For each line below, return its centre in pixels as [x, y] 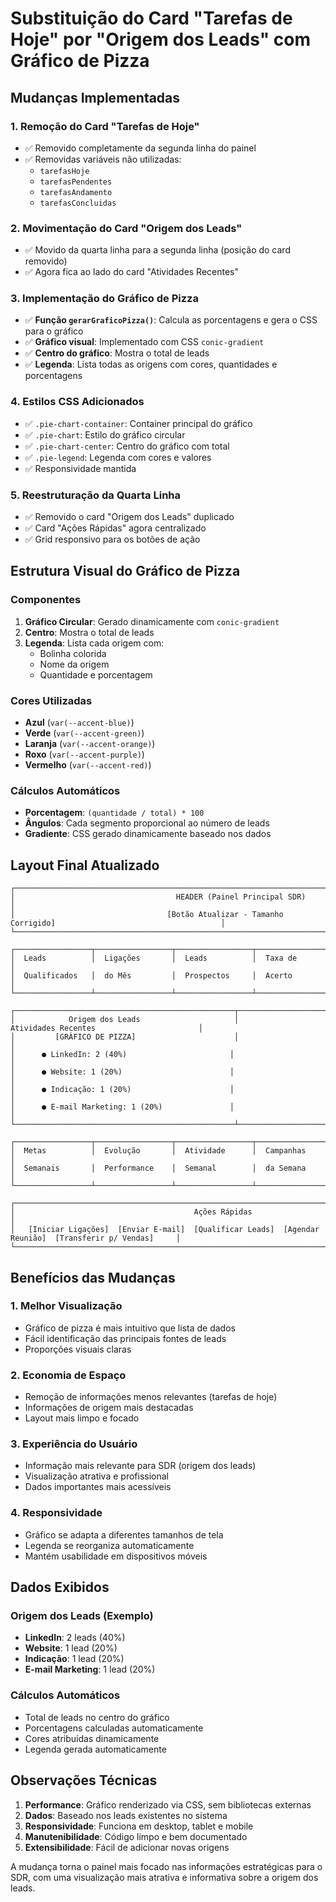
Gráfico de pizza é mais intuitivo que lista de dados [130, 1328]
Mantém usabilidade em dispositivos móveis [116, 1556]
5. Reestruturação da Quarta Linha [96, 495]
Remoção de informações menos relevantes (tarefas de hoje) [151, 1397]
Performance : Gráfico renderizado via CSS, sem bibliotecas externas [168, 1804]
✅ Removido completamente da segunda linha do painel [140, 148]
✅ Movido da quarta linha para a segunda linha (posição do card [157, 250]
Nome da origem [74, 664]
